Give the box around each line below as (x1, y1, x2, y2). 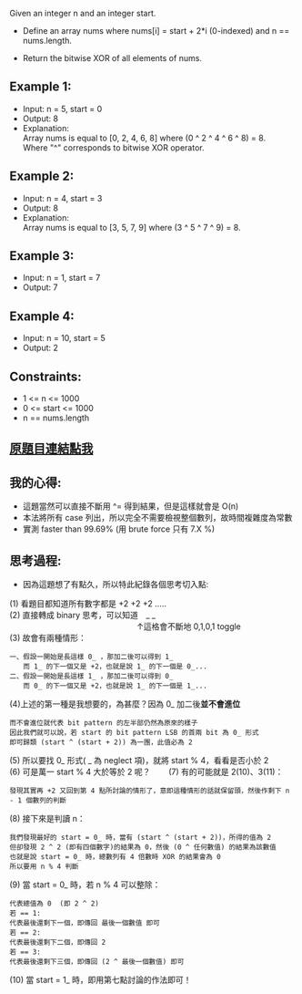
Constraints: (9, 368, 82, 384)
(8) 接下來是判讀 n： (9, 813, 86, 824)
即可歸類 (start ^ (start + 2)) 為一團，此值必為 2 (9, 738, 193, 747)
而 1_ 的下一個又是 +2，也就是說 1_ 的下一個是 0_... (22, 662, 207, 671)
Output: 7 (22, 282, 58, 293)
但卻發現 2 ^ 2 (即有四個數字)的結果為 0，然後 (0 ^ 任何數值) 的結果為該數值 (9, 843, 277, 852)
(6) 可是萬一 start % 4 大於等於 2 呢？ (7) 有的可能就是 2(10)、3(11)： (9, 766, 284, 778)
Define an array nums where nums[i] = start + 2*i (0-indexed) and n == (22, 26, 290, 36)
